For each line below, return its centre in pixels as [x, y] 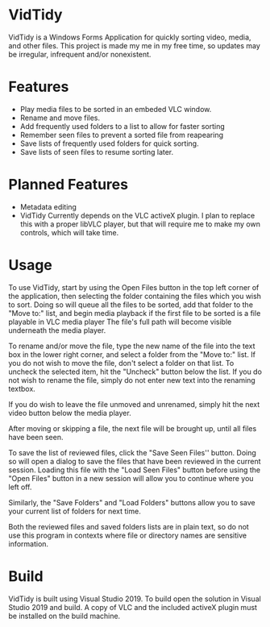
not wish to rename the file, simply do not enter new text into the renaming [132, 380]
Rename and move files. [60, 118]
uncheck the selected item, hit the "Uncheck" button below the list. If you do [135, 372]
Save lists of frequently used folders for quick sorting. [109, 143]
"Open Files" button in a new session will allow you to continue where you [131, 478]
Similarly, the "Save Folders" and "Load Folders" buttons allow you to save [132, 502]
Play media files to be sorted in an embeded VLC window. [116, 109]
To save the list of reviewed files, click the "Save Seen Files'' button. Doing [132, 452]
